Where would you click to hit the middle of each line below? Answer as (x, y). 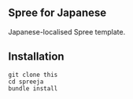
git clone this (33, 75)
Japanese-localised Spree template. (67, 31)
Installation (36, 57)
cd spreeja (26, 82)
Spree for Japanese (57, 13)
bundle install (33, 88)
